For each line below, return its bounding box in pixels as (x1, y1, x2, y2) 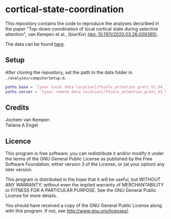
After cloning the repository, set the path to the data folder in (5, 69, 133, 75)
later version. (5, 167, 33, 173)
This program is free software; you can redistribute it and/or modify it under (5, 150, 164, 157)
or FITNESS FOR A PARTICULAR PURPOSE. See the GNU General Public (5, 187, 157, 194)
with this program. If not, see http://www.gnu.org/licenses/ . (5, 208, 130, 214)
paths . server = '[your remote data (5, 89, 81, 95)
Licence (5, 137, 32, 145)
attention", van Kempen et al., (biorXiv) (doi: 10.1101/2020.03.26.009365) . (5, 31, 158, 37)
